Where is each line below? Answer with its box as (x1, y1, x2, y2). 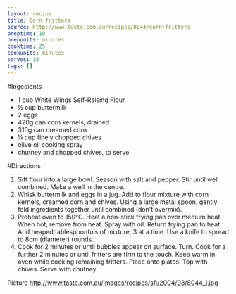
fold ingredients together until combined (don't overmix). (17, 205, 182, 213)
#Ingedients (7, 82, 42, 90)
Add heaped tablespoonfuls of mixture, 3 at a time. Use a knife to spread (17, 227, 229, 236)
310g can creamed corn (17, 125, 87, 134)
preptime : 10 (7, 30, 46, 37)
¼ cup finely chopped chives (17, 133, 102, 141)
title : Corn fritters (7, 17, 71, 24)
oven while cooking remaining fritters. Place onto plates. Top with (17, 257, 208, 266)
